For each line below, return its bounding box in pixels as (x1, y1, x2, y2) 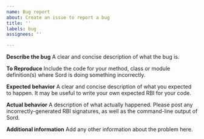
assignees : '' (6, 31, 42, 37)
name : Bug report (6, 8, 50, 15)
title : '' (6, 20, 32, 26)
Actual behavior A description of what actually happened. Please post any (6, 101, 193, 109)
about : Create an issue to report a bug (6, 15, 110, 21)
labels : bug (6, 25, 36, 32)
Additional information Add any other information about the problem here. (6, 126, 193, 133)
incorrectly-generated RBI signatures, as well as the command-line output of (6, 108, 198, 115)
